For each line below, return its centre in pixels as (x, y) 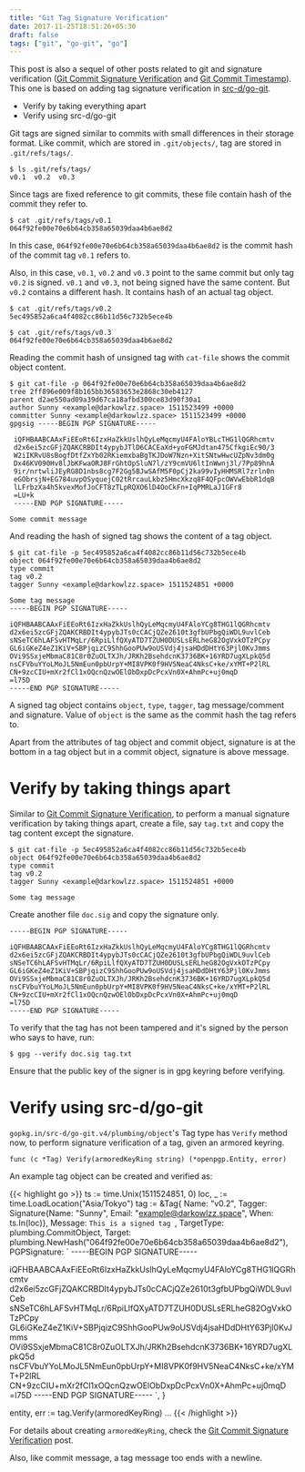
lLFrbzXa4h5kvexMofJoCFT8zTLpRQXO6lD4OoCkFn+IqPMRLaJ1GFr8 (128, 488)
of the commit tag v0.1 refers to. (70, 255)
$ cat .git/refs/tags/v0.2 (61, 309)
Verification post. (42, 1440)
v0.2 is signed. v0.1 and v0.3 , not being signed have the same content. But (150, 282)
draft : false (34, 35)
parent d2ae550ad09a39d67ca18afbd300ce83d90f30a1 (106, 400)
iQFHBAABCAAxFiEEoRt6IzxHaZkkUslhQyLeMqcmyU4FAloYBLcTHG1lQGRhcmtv (144, 440)
